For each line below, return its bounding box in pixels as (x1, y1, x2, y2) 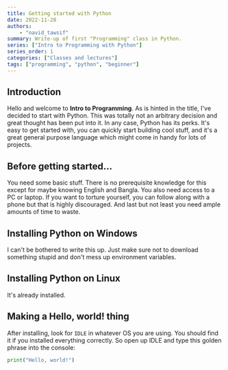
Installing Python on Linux (7, 273, 121, 285)
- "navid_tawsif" (19, 29, 69, 36)
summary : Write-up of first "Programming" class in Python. (7, 36, 183, 42)
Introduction (7, 86, 62, 98)
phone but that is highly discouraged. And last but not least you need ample (7, 200, 221, 209)
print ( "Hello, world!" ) (7, 356, 75, 363)
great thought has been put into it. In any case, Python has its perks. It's (7, 119, 210, 127)
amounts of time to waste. (7, 208, 81, 216)
